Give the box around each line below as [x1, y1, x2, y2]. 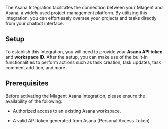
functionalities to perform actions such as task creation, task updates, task [5, 59, 161, 65]
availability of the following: [5, 98, 62, 104]
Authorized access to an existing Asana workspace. [12, 108, 121, 114]
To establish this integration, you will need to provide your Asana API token [5, 48, 163, 55]
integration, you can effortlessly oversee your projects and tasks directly [5, 15, 157, 21]
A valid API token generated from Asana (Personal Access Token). [12, 117, 151, 123]
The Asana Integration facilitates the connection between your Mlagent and [5, 5, 163, 10]
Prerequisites [5, 79, 49, 88]
